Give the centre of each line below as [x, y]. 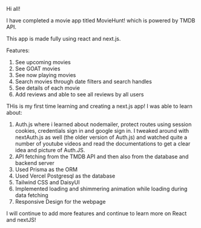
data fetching [31, 195]
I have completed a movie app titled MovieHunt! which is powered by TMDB [101, 20]
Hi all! [13, 9]
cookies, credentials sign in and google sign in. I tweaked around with [102, 131]
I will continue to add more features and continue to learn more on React [97, 213]
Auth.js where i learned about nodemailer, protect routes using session [103, 124]
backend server [35, 163]
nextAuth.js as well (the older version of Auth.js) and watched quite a [101, 137]
